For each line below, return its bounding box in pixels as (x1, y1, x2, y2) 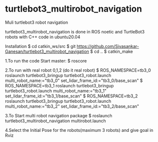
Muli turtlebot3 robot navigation (5, 19, 68, 25)
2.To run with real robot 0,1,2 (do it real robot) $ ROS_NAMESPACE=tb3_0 (5, 67, 151, 73)
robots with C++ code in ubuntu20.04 (5, 34, 80, 40)
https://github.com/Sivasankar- (77, 43, 139, 49)
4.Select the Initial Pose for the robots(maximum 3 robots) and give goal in (5, 127, 154, 133)
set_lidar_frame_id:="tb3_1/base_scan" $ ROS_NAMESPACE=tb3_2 (5, 93, 138, 99)
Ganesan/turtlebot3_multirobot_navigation (5, 48, 90, 54)
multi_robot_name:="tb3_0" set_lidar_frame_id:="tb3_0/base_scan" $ (5, 78, 143, 83)
